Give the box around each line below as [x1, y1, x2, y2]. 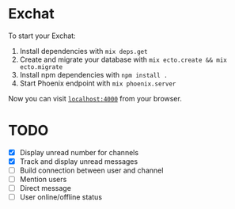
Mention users [19, 175, 67, 184]
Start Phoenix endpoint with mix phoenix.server [19, 78, 176, 88]
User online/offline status [19, 192, 103, 202]
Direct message [19, 184, 71, 193]
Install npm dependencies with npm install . [19, 70, 168, 79]
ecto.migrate [19, 63, 63, 71]
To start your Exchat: [8, 31, 77, 40]
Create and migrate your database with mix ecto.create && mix [19, 55, 227, 64]
